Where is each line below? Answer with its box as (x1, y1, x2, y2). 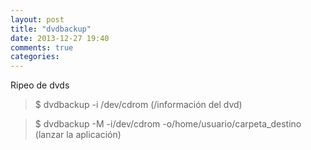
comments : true (10, 42, 74, 53)
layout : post (10, 14, 65, 25)
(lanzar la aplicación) (34, 129, 122, 141)
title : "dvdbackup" (10, 24, 92, 34)
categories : (10, 52, 60, 62)
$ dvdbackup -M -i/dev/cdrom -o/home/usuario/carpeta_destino (34, 118, 302, 130)
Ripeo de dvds (10, 79, 70, 91)
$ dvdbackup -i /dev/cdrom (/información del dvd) (34, 99, 243, 111)
